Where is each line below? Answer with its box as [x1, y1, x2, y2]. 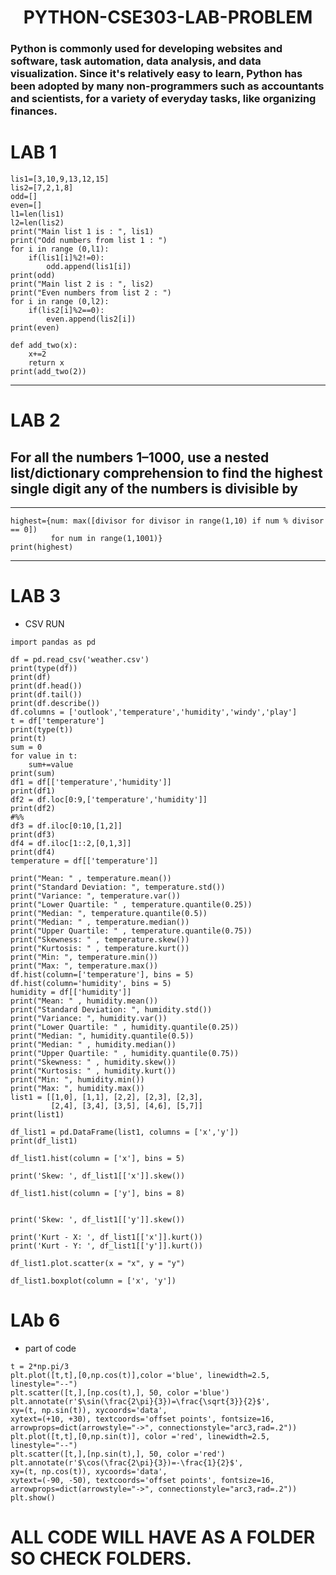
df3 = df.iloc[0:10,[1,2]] [10, 821, 123, 831]
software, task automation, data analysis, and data [10, 54, 262, 68]
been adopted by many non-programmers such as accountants [10, 79, 325, 93]
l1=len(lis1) [10, 209, 65, 220]
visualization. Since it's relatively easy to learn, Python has [10, 67, 303, 81]
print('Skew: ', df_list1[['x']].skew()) [10, 1171, 186, 1181]
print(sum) [10, 768, 56, 778]
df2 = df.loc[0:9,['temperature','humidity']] [10, 794, 208, 805]
